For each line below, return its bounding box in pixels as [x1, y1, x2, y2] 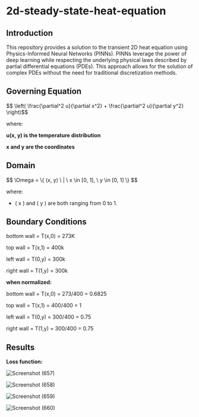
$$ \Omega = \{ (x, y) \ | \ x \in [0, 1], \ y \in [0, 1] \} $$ [6, 176, 138, 183]
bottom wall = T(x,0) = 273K [6, 233, 75, 240]
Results [6, 342, 35, 353]
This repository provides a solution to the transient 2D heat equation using [6, 44, 188, 51]
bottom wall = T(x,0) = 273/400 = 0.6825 [6, 291, 107, 298]
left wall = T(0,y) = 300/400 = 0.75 [6, 313, 91, 320]
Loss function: [6, 358, 43, 365]
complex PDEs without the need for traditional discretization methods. [6, 69, 178, 76]
